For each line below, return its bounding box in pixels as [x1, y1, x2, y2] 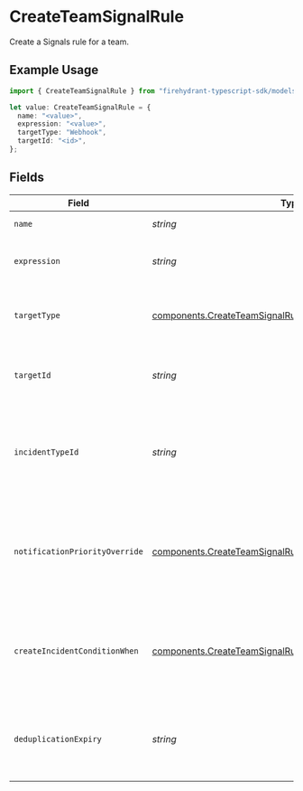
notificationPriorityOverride [14, 546, 144, 557]
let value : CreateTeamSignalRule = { [9, 102, 151, 112]
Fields [9, 170, 45, 185]
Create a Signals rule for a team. [9, 36, 129, 47]
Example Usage [9, 62, 99, 78]
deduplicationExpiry [14, 734, 102, 744]
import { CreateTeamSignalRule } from [9, 86, 155, 96]
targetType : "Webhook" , [17, 128, 106, 137]
